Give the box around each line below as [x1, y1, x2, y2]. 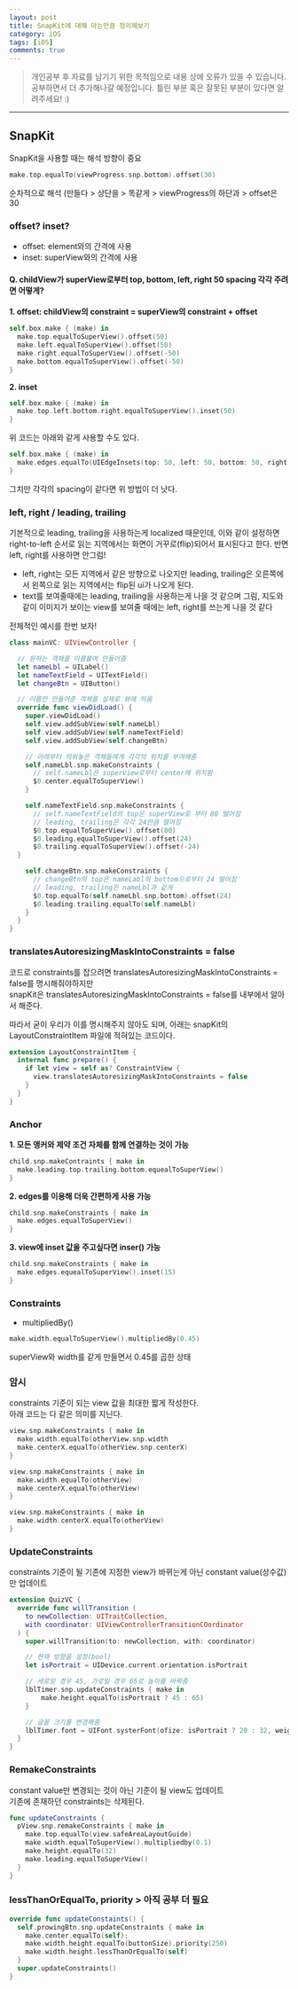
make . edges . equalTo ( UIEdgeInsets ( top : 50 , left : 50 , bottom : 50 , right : [17, 458, 292, 467]
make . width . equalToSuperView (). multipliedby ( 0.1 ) [25, 1838, 213, 1847]
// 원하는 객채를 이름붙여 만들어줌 [17, 654, 127, 663]
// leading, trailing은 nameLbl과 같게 [32, 883, 173, 892]
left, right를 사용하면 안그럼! [9, 550, 106, 560]
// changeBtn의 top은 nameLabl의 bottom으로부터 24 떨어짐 [32, 875, 238, 884]
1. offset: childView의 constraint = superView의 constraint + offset [9, 307, 258, 317]
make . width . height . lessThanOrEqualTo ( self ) [25, 1947, 189, 1956]
